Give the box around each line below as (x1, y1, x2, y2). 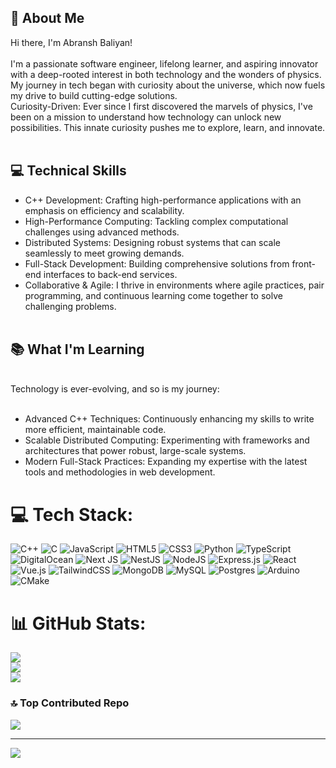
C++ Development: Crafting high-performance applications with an (24, 194, 302, 206)
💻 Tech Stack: (10, 503, 134, 526)
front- (291, 257, 317, 270)
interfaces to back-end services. (43, 268, 178, 280)
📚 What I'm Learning (10, 341, 145, 358)
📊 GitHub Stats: (10, 612, 147, 635)
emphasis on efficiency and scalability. (24, 204, 185, 216)
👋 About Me (10, 10, 85, 27)
